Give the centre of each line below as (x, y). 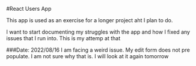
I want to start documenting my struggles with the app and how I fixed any (98, 32)
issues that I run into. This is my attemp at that (63, 38)
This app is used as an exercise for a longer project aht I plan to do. (90, 20)
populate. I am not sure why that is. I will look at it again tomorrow (87, 56)
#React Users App (29, 9)
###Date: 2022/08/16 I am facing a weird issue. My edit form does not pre (98, 50)
